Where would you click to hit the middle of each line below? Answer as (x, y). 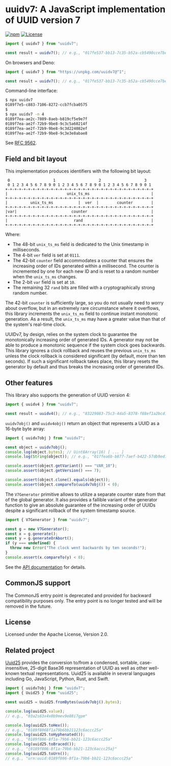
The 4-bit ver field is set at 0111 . (46, 255)
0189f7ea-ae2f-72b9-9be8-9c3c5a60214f (46, 124)
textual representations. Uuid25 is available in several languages (88, 673)
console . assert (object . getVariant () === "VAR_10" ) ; (61, 466)
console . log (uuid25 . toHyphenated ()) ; (45, 735)
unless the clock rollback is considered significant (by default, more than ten (85, 356)
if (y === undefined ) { (31, 543)
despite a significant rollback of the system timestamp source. (70, 510)
